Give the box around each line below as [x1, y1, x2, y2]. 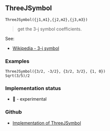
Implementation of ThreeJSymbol [12, 120, 81, 126]
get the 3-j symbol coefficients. [17, 26, 82, 32]
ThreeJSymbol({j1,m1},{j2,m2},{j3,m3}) [5, 17, 88, 22]
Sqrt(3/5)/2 [5, 73, 30, 79]
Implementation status [5, 85, 61, 92]
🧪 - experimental [12, 96, 47, 102]
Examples [5, 57, 30, 64]
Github [5, 109, 22, 116]
